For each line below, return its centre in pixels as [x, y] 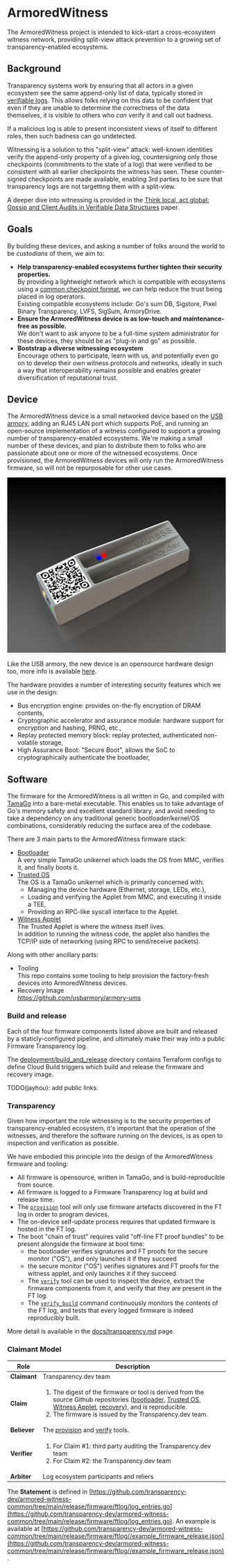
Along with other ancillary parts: [53, 955]
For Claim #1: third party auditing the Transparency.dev [132, 1446]
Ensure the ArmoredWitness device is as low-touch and [99, 319]
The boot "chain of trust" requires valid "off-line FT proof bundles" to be [120, 1236]
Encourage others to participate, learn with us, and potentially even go [118, 355]
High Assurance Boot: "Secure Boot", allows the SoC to [96, 750]
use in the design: [33, 692]
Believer [22, 1430]
